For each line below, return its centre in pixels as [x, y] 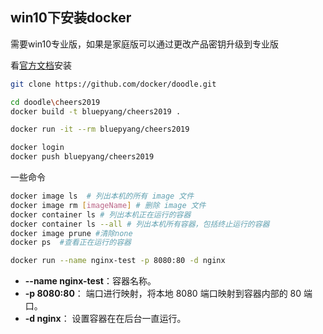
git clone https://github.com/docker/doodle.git [113, 84]
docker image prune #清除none [71, 233]
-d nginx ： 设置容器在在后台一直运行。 [105, 319]
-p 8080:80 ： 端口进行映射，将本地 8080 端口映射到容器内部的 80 [163, 294]
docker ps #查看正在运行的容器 [71, 243]
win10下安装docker [71, 18]
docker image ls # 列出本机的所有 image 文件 [102, 196]
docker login [37, 148]
